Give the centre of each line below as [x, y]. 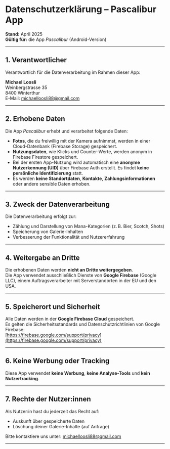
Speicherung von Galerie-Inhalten [48, 232]
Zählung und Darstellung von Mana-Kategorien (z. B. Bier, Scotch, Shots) [88, 227]
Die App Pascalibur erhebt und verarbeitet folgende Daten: [67, 131]
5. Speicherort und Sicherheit [53, 307]
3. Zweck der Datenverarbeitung [57, 204]
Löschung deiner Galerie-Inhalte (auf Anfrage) [61, 426]
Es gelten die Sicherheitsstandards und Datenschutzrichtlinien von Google [83, 324]
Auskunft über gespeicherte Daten [49, 421]
